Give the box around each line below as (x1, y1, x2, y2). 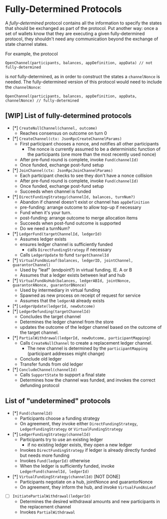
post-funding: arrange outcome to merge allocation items (19, 215, 138, 221)
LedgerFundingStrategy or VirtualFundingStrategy (19, 426, 123, 432)
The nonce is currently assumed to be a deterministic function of (27, 146, 161, 152)
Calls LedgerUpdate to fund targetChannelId (19, 252, 109, 258)
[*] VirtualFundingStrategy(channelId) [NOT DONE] (12, 473, 121, 479)
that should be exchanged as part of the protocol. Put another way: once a (5, 25, 158, 31)
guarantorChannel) (12, 262, 51, 267)
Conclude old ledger (19, 356, 62, 362)
